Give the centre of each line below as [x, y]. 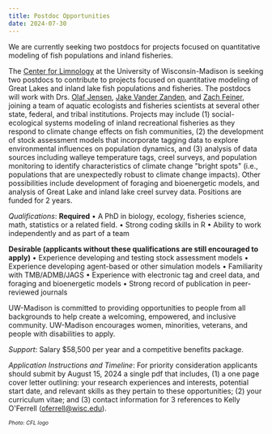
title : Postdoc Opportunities [59, 16]
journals [54, 292]
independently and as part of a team [69, 233]
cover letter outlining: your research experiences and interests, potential [129, 382]
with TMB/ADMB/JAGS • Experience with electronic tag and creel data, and [134, 275]
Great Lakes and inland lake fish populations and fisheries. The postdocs [130, 88]
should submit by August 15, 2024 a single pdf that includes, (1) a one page [134, 373]
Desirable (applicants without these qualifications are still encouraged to [134, 249]
